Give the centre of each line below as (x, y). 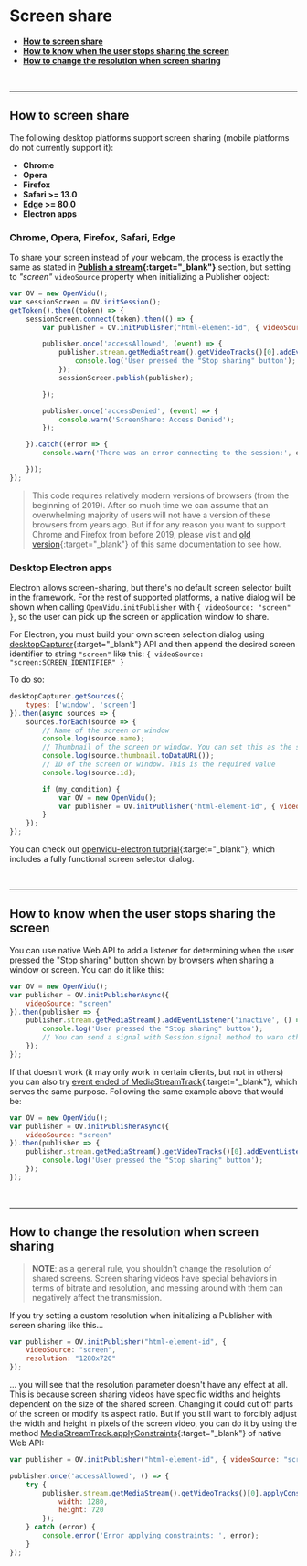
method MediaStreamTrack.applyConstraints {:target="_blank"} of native (145, 1433)
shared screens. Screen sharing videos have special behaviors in (154, 1278)
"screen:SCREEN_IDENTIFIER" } (67, 663)
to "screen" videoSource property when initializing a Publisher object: (139, 277)
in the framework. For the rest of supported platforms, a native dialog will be (153, 597)
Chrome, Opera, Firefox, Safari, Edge (92, 237)
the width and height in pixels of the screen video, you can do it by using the (153, 1423)
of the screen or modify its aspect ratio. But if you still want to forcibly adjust (153, 1414)
